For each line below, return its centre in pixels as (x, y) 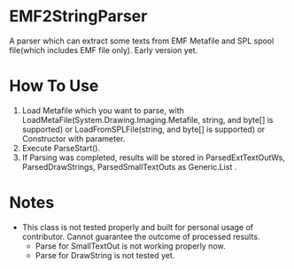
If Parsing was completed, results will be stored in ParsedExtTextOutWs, (154, 158)
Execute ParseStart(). (61, 148)
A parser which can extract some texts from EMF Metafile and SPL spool (142, 41)
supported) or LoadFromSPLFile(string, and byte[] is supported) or (143, 129)
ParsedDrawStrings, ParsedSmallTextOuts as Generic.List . (129, 166)
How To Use (54, 86)
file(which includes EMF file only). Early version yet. (104, 50)
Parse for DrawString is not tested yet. (105, 255)
